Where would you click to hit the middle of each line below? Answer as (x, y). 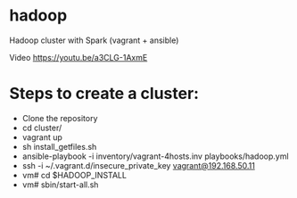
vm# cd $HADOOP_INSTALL (74, 175)
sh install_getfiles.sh (59, 146)
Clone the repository (60, 118)
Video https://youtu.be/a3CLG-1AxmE (78, 57)
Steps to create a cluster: (104, 94)
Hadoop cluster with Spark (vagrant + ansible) (94, 40)
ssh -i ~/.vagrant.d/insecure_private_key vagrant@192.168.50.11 (139, 165)
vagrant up (42, 137)
